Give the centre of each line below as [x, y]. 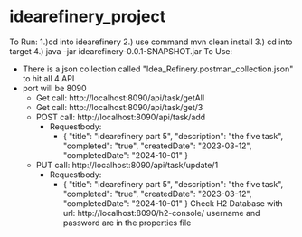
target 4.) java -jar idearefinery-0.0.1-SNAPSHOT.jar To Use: [121, 51]
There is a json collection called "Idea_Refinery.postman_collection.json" [158, 69]
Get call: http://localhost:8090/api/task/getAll [120, 98]
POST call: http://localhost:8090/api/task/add [121, 117]
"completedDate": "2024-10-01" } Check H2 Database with [173, 203]
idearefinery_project [88, 17]
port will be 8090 [55, 88]
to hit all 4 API [48, 78]
